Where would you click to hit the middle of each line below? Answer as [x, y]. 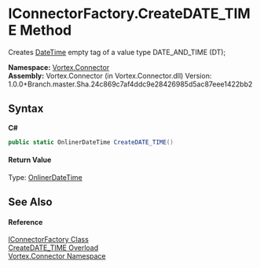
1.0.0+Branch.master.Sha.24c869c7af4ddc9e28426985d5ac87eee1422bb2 [130, 84]
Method [46, 30]
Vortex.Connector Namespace [57, 256]
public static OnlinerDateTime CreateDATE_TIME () [91, 142]
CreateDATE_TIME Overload [53, 248]
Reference [26, 222]
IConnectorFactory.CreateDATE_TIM [130, 14]
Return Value [30, 160]
